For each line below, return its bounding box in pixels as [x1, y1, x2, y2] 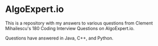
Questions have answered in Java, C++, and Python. [5, 35, 113, 41]
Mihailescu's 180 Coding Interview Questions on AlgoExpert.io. [5, 25, 135, 31]
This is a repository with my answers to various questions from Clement [5, 20, 153, 26]
